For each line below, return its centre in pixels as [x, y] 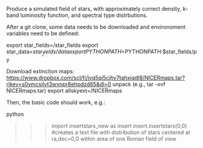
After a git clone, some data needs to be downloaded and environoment [96, 27]
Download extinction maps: [40, 71]
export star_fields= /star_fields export [52, 45]
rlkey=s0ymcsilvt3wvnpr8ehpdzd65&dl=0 [59, 84]
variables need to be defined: [43, 33]
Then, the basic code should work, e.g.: [56, 102]
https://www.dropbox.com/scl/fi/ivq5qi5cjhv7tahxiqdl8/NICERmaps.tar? [96, 78]
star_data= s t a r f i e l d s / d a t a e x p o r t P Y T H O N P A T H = [66, 52]
